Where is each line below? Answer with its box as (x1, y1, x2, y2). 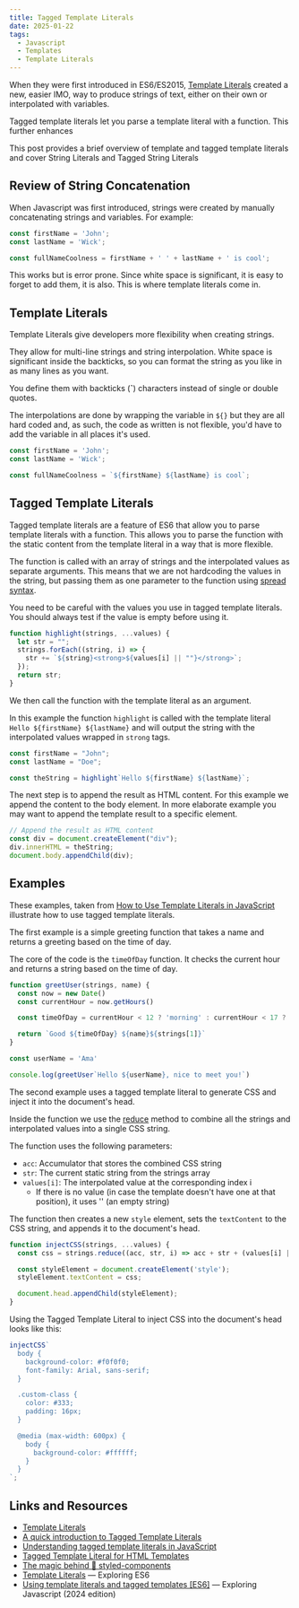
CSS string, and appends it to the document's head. (9, 1222, 201, 1234)
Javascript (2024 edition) (21, 1588, 116, 1599)
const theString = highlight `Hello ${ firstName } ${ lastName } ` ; (9, 773, 251, 782)
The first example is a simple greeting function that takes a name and (9, 926, 265, 938)
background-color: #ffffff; (32, 1448, 139, 1457)
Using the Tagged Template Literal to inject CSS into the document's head (9, 1314, 282, 1324)
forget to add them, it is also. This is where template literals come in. (9, 279, 261, 290)
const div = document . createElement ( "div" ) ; (9, 835, 178, 843)
